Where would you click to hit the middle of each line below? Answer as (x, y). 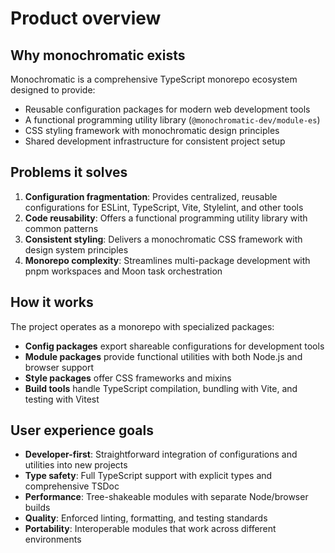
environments (53, 539)
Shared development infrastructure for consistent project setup (155, 141)
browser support (59, 367)
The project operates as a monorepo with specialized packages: (142, 326)
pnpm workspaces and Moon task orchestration (123, 271)
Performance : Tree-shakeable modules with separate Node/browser (166, 497)
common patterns (61, 228)
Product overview (86, 18)
